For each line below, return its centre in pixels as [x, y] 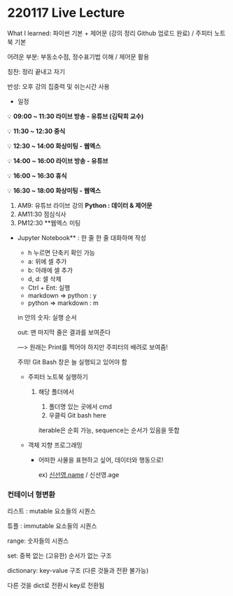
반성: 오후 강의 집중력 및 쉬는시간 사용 [58, 86]
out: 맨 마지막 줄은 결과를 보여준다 [64, 332]
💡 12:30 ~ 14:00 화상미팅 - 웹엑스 [54, 146]
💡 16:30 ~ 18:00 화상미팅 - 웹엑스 [54, 190]
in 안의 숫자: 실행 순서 [47, 317]
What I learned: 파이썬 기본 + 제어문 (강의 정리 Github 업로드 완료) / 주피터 [110, 33]
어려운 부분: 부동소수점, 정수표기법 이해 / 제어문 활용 [78, 57]
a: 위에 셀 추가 [47, 261]
